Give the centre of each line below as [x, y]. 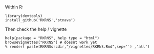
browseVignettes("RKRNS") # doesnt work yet [51, 42]
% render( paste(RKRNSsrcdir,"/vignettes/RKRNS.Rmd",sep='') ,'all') [77, 47]
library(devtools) [24, 16]
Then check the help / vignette [36, 29]
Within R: [14, 7]
